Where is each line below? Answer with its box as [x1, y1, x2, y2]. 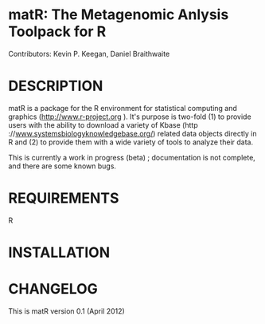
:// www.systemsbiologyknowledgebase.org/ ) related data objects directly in [8, 128, 257, 138]
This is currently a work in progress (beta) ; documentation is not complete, [8, 152, 256, 162]
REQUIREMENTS [8, 189, 119, 207]
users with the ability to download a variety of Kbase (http [8, 120, 198, 129]
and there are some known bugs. [8, 161, 117, 171]
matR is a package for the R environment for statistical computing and [8, 103, 237, 113]
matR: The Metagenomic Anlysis [8, 6, 229, 24]
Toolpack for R [8, 22, 107, 41]
